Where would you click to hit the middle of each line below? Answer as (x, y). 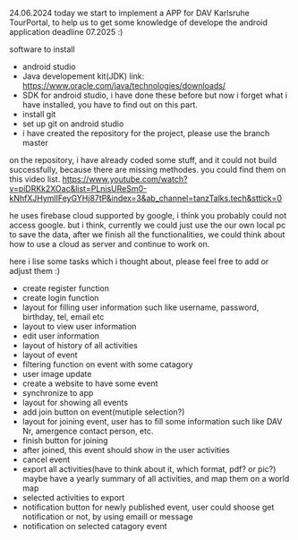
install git (39, 114)
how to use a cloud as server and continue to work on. (110, 244)
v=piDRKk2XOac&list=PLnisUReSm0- (78, 189)
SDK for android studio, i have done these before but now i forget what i (155, 95)
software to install (42, 49)
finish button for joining (65, 441)
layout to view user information (79, 326)
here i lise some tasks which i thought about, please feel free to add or (139, 261)
